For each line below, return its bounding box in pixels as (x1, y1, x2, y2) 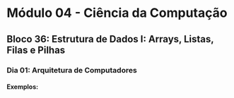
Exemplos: (6, 82, 39, 91)
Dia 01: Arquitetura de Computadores (6, 65, 137, 75)
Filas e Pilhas (6, 44, 66, 56)
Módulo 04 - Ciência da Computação (6, 5, 228, 21)
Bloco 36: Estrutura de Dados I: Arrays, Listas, (6, 33, 214, 45)
